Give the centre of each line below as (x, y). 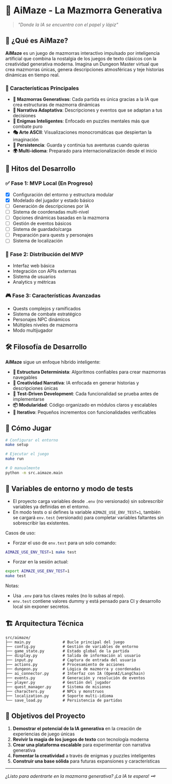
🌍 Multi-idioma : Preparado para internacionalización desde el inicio (85, 151)
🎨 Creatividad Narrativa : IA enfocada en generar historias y (76, 383)
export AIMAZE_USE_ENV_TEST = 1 (38, 571)
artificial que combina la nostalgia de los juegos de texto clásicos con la (81, 58)
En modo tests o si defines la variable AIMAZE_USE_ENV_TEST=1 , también (87, 512)
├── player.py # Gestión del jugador (58, 683)
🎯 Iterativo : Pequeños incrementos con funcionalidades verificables (84, 412)
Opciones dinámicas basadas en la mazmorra (61, 218)
